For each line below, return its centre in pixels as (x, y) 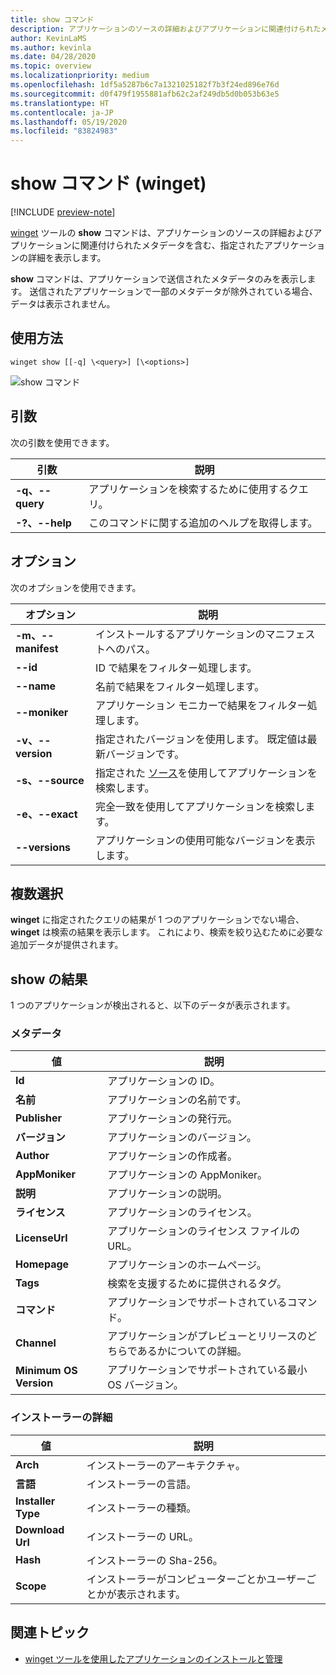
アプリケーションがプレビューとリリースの (207, 1336)
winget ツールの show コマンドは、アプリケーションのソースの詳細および (162, 233)
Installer (35, 1501)
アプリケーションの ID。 (164, 1081)
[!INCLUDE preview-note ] (63, 212)
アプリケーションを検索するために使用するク (193, 489)
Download (40, 1529)
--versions (43, 847)
